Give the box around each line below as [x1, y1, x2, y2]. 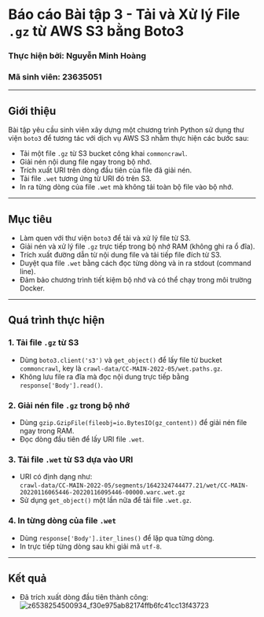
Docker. [19, 283, 46, 293]
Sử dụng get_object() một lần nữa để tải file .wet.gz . [19, 496, 192, 505]
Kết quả [8, 572, 47, 585]
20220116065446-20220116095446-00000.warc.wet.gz [19, 489, 186, 497]
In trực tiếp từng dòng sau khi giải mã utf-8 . [19, 541, 163, 551]
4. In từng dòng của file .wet [8, 515, 116, 526]
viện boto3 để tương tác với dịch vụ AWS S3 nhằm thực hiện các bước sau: [8, 134, 249, 143]
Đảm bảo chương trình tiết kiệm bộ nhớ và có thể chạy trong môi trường [19, 275, 252, 285]
